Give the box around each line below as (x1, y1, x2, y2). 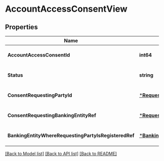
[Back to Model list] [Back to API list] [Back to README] (5, 151, 117, 157)
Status (7, 72, 23, 79)
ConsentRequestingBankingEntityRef (7, 112, 97, 119)
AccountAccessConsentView (5, 3, 128, 15)
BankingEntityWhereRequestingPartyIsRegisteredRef (7, 132, 135, 139)
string (139, 72, 154, 79)
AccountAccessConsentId (7, 52, 70, 58)
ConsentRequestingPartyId (7, 92, 72, 99)
